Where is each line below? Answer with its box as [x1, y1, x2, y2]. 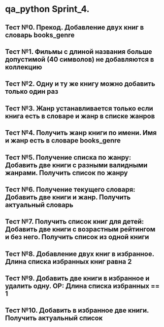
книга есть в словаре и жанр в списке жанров [5, 112, 155, 120]
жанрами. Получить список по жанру [5, 169, 128, 177]
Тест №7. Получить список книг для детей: [5, 218, 144, 226]
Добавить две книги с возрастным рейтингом [5, 225, 156, 234]
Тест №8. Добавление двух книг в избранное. [5, 250, 154, 258]
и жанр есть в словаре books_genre [5, 137, 121, 145]
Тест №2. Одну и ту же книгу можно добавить [5, 80, 156, 88]
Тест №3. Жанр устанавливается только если [5, 104, 154, 112]
